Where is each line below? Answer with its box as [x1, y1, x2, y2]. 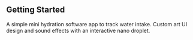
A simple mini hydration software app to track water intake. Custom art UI [6, 20, 188, 27]
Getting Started [6, 5, 65, 15]
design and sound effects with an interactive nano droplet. [6, 27, 150, 34]
